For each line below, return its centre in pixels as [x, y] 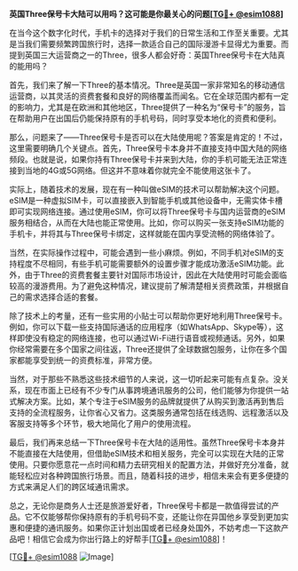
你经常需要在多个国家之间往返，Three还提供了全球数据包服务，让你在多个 [144, 349]
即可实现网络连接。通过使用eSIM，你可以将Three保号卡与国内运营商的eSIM [147, 211]
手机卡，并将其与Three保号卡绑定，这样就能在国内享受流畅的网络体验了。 [144, 234]
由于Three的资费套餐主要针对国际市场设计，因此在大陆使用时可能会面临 [156, 275]
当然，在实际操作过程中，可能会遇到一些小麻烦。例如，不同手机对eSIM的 [143, 253]
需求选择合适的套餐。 [63, 297]
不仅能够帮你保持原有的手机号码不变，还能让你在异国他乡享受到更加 [157, 517]
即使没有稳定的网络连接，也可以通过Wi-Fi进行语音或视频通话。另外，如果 [151, 338]
